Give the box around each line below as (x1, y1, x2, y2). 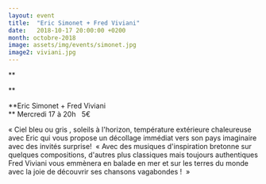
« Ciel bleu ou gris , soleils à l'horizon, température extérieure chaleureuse (8, 125, 252, 134)
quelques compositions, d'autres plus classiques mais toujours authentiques (8, 150, 258, 159)
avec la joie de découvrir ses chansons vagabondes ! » (8, 167, 191, 176)
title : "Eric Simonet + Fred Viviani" (8, 19, 141, 27)
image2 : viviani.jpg (8, 48, 77, 56)
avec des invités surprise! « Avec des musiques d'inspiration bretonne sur (8, 142, 252, 151)
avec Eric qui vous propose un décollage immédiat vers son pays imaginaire (8, 133, 257, 143)
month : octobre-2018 (8, 33, 77, 42)
